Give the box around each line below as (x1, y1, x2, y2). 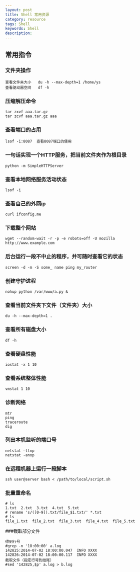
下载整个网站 (5, 224, 36, 231)
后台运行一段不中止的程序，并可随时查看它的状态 (5, 253, 123, 260)
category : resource (5, 17, 46, 22)
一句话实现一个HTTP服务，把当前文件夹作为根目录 (5, 151, 127, 158)
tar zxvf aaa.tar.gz (5, 109, 48, 114)
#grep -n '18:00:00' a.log (5, 544, 61, 549)
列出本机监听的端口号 (5, 436, 56, 443)
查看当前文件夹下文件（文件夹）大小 (5, 301, 92, 308)
